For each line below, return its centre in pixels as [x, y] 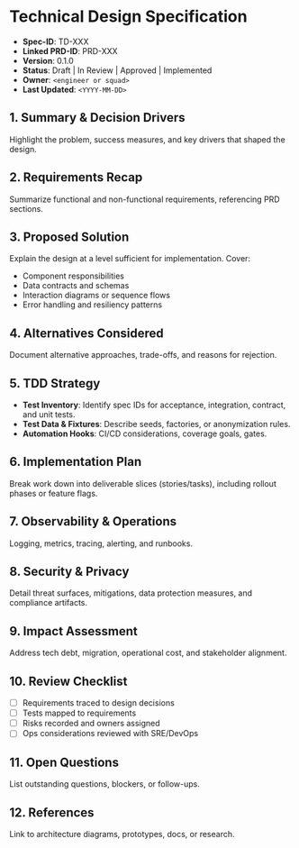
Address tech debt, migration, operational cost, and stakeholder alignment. [148, 653]
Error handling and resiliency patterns [92, 305]
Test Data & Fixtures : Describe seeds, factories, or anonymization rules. [156, 424]
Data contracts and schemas [76, 286]
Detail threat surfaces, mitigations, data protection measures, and [131, 593]
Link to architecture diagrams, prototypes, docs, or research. [122, 834]
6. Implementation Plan [76, 462]
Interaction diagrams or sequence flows [96, 296]
